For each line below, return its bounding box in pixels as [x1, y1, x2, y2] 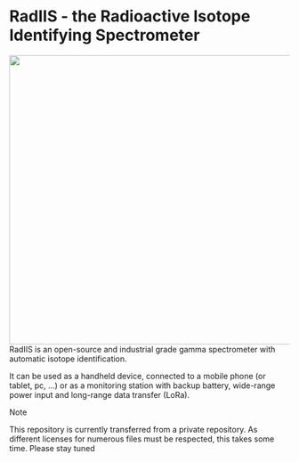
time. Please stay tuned [9, 442, 95, 453]
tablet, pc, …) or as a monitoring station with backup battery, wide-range [9, 380, 276, 391]
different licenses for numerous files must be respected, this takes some [9, 434, 275, 444]
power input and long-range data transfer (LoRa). [9, 389, 190, 400]
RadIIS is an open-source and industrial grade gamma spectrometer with [9, 344, 276, 354]
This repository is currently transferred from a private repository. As [9, 424, 258, 434]
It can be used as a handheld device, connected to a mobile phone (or [9, 370, 266, 381]
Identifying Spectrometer [9, 25, 200, 45]
